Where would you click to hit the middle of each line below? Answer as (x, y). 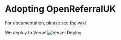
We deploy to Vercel (26, 32)
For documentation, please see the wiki (46, 23)
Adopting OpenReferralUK (61, 9)
